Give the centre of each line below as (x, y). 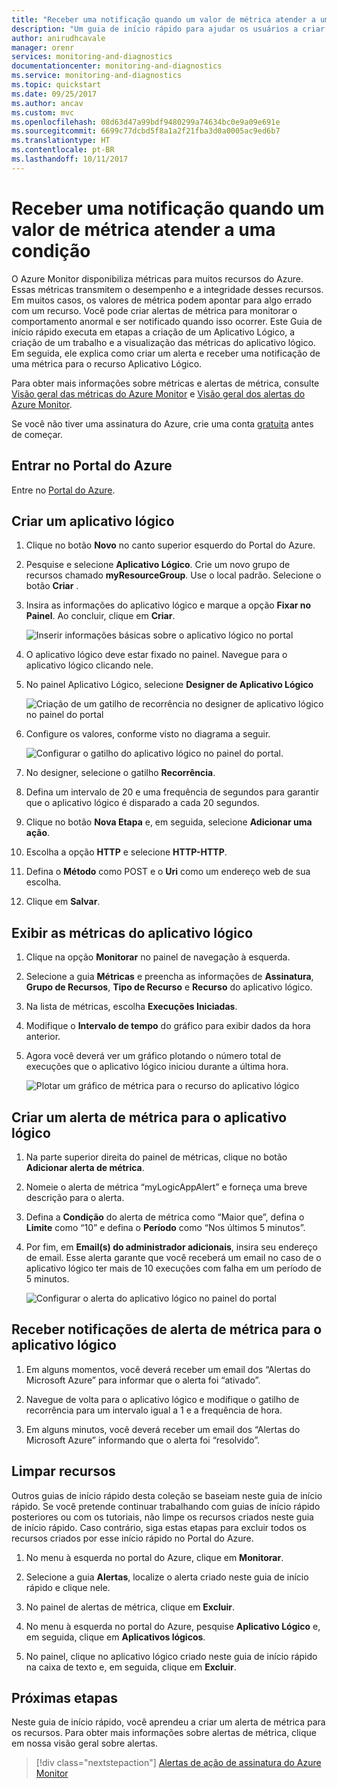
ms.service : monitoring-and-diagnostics (97, 76)
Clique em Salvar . (63, 902)
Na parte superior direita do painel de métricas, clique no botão (156, 1157)
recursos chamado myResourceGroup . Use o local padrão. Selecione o (173, 575)
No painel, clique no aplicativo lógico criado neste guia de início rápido (171, 1656)
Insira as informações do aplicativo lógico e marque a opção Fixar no (168, 605)
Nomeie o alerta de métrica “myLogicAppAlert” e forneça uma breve (166, 1187)
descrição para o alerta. (75, 1197)
